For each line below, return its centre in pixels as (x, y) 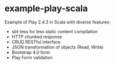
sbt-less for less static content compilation (55, 31)
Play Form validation (32, 57)
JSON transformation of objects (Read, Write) (57, 47)
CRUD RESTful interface (36, 42)
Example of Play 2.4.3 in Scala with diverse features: (57, 22)
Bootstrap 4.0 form (31, 52)
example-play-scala (46, 9)
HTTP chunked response (37, 37)
